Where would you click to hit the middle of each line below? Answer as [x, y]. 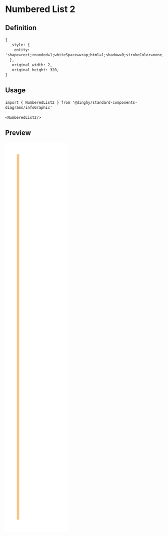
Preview [18, 133]
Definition [21, 28]
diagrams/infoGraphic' [29, 107]
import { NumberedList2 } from [38, 102]
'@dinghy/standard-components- [105, 102]
